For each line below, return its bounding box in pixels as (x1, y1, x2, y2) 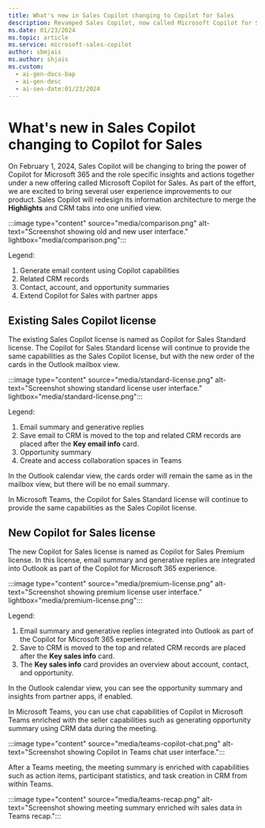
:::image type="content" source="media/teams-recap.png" (8, 794, 200, 804)
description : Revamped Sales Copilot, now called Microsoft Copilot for (8, 19, 252, 27)
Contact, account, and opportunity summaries (19, 283, 170, 292)
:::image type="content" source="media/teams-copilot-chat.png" (8, 738, 221, 748)
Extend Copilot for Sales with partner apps (19, 291, 158, 300)
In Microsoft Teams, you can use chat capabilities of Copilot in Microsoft (8, 707, 244, 716)
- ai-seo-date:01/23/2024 (15, 84, 101, 93)
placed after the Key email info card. (19, 439, 140, 449)
